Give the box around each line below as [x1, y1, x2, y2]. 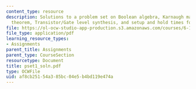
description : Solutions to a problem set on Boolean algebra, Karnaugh [6, 14, 184, 20]
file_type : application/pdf [6, 30, 75, 36]
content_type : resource [6, 8, 64, 15]
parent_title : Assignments [6, 47, 72, 53]
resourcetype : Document [6, 57, 64, 63]
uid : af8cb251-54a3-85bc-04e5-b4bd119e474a [6, 74, 114, 80]
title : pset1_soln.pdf [6, 63, 61, 69]
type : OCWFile [6, 69, 41, 74]
